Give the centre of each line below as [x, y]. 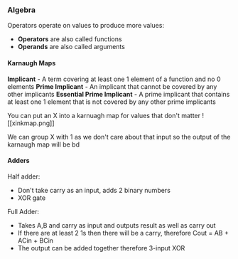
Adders [18, 161]
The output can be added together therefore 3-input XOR [101, 248]
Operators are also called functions [70, 39]
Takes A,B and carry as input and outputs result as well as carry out [117, 225]
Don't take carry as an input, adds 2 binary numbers [94, 190]
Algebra [21, 10]
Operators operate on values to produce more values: [86, 26]
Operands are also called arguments [71, 47]
